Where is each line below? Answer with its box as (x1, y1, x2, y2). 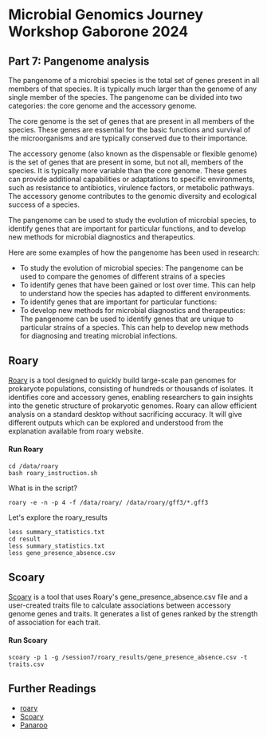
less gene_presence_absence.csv (8, 549, 116, 557)
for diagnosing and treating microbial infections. (19, 331, 178, 340)
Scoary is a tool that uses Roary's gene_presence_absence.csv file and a (8, 592, 249, 601)
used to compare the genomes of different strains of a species (19, 271, 226, 281)
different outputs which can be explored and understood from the (8, 418, 224, 427)
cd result (8, 535, 41, 544)
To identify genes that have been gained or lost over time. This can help (19, 280, 257, 289)
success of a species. (8, 200, 80, 209)
